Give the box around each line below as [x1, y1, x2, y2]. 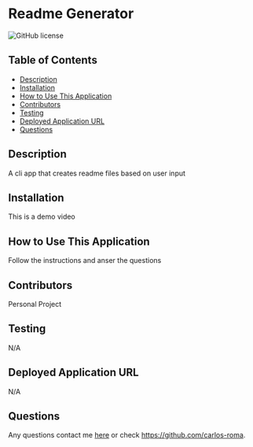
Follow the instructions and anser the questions [8, 256, 162, 265]
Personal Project [8, 300, 62, 308]
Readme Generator [8, 5, 134, 23]
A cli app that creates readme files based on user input [8, 168, 186, 178]
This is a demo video [8, 212, 76, 221]
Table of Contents [8, 54, 98, 67]
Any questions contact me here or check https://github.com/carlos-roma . [8, 430, 246, 440]
